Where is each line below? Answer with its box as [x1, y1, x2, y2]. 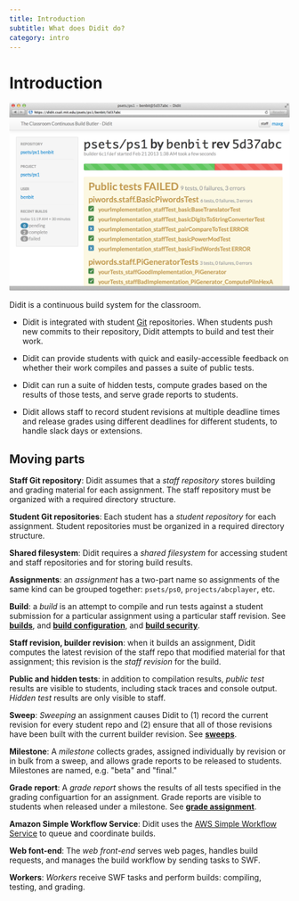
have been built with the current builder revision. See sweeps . [9, 729, 238, 740]
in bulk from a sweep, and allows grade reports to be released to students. [9, 756, 282, 766]
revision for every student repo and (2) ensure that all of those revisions [9, 719, 273, 731]
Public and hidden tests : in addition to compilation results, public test [9, 674, 265, 684]
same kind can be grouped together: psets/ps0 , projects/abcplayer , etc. [9, 584, 276, 595]
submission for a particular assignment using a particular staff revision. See [9, 611, 287, 622]
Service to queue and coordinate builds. [9, 828, 156, 839]
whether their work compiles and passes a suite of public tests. [21, 362, 255, 374]
